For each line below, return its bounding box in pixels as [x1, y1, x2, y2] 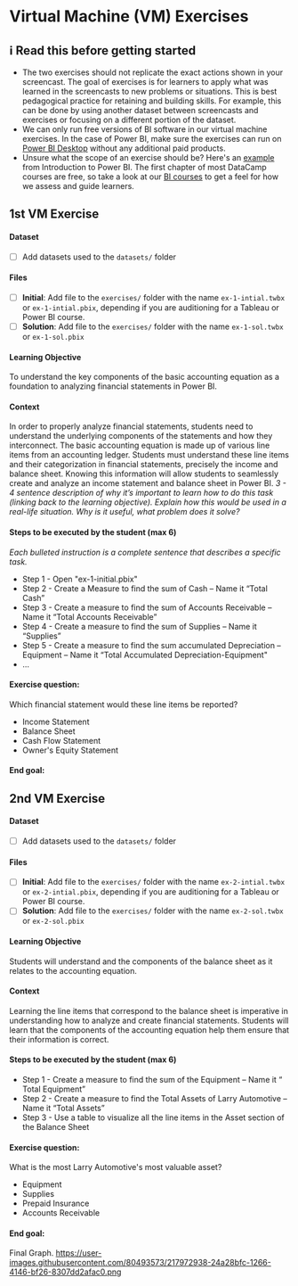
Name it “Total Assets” [21, 1102, 105, 1113]
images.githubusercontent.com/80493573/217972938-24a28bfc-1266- [9, 1257, 271, 1268]
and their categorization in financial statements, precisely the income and [9, 459, 278, 470]
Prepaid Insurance [21, 1198, 90, 1209]
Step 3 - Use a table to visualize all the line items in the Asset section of [21, 1112, 285, 1123]
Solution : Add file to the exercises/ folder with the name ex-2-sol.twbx [21, 905, 285, 916]
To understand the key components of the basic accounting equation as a [9, 372, 280, 383]
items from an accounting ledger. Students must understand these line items [9, 449, 289, 460]
